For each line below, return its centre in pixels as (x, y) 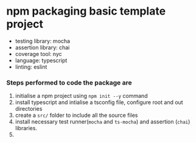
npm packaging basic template (86, 11)
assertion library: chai (42, 47)
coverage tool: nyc (38, 54)
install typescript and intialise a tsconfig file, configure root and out (99, 102)
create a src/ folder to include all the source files (76, 115)
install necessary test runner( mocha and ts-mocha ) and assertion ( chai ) (103, 122)
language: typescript (41, 60)
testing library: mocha (43, 41)
